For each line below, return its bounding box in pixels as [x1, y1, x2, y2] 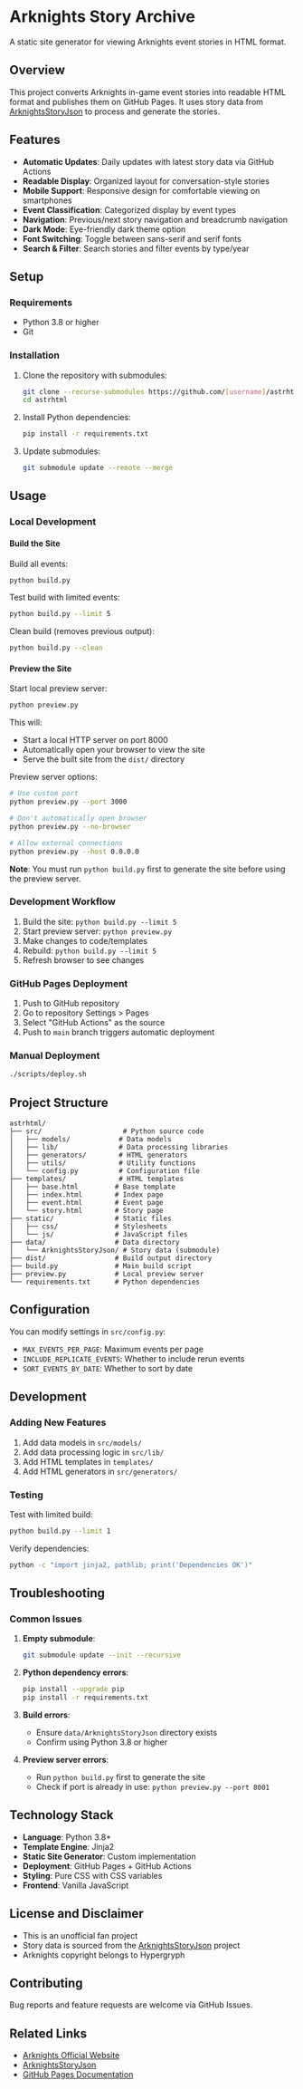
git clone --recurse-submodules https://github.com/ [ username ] [22, 387, 267, 396]
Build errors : [22, 1709, 71, 1720]
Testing [9, 1488, 43, 1501]
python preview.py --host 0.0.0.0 [9, 847, 140, 856]
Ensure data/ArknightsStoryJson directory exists [35, 1727, 218, 1738]
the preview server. [9, 872, 81, 884]
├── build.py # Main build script [9, 1262, 193, 1271]
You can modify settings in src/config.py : [9, 1325, 166, 1337]
